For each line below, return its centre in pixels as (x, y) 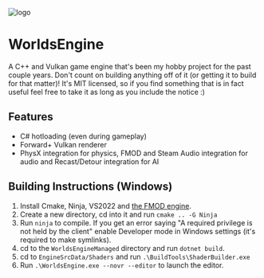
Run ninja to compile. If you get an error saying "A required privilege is (136, 222)
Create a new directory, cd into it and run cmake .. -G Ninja (118, 214)
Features (31, 117)
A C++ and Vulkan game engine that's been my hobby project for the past (130, 66)
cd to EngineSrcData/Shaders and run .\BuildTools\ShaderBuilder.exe (135, 256)
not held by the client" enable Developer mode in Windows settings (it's (138, 231)
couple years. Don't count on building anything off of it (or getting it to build (132, 75)
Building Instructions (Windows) (91, 187)
